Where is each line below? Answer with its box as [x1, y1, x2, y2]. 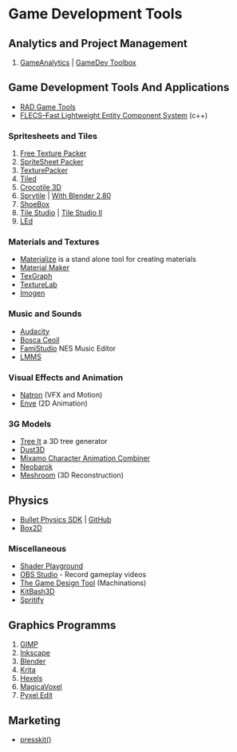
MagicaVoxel [19, 682, 62, 691]
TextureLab [19, 280, 57, 290]
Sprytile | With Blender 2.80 [19, 191, 112, 200]
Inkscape [19, 648, 50, 658]
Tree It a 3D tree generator [19, 437, 108, 446]
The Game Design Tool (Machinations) [19, 578, 147, 588]
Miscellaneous [8, 544, 66, 555]
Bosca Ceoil [19, 334, 60, 344]
